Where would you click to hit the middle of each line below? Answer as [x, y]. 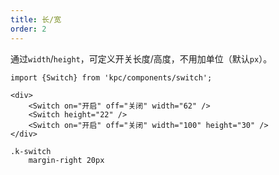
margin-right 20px [66, 160]
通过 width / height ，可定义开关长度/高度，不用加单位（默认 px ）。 [141, 58]
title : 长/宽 [36, 19]
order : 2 [28, 29]
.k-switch [31, 151]
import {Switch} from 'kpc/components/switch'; [111, 77]
